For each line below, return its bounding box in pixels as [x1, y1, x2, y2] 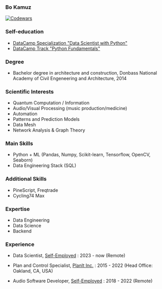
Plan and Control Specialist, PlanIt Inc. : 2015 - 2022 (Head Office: [12, 262, 153, 268]
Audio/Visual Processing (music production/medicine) [12, 105, 128, 112]
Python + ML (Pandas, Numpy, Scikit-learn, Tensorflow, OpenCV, [12, 152, 151, 158]
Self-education [5, 28, 44, 35]
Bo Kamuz [5, 4, 32, 11]
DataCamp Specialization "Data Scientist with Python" [12, 40, 128, 46]
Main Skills [5, 140, 33, 147]
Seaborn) [12, 157, 33, 163]
